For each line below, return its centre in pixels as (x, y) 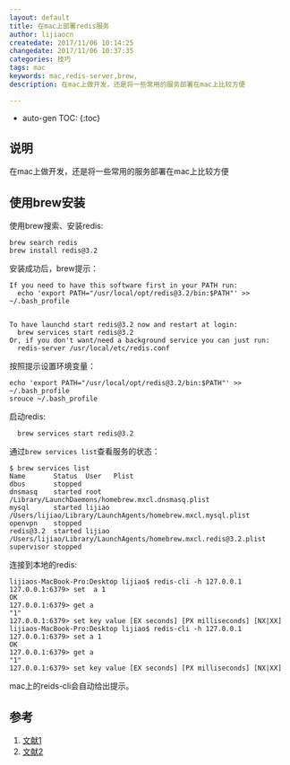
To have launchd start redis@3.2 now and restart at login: (124, 325)
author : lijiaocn (42, 34)
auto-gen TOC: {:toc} (61, 118)
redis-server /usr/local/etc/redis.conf (94, 348)
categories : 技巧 (40, 59)
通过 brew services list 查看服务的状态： (85, 452)
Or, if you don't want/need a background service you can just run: (140, 341)
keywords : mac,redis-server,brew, (74, 76)
